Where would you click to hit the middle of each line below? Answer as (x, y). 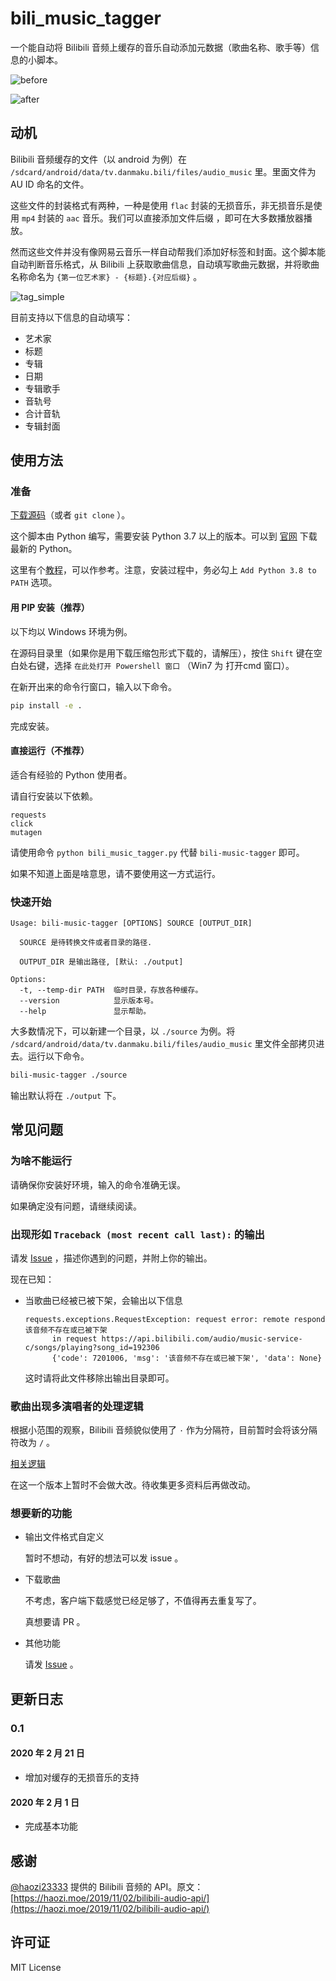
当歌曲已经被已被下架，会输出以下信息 (103, 1300)
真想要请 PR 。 (55, 1622)
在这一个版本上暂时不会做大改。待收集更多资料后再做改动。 (133, 1485)
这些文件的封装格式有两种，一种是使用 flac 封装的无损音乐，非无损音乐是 (162, 205)
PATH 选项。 (34, 583)
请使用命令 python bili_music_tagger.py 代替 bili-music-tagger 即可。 (157, 852)
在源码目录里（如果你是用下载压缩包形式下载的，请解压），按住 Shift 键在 (162, 653)
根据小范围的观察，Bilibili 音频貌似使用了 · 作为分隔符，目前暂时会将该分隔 (164, 1430)
